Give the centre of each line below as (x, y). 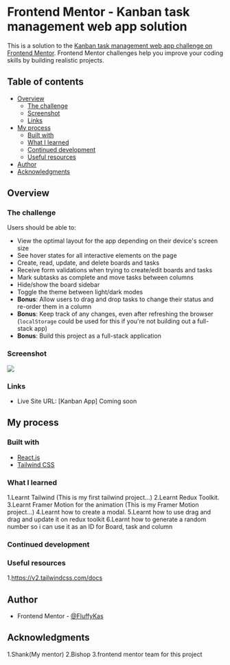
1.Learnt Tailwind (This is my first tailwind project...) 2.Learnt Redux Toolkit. (113, 498)
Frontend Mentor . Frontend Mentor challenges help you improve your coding (115, 53)
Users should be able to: (42, 228)
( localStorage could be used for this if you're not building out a (106, 321)
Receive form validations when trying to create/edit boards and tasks (115, 270)
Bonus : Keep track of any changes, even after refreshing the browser (115, 314)
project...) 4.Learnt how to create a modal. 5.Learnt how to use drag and (109, 512)
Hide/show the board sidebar (58, 285)
